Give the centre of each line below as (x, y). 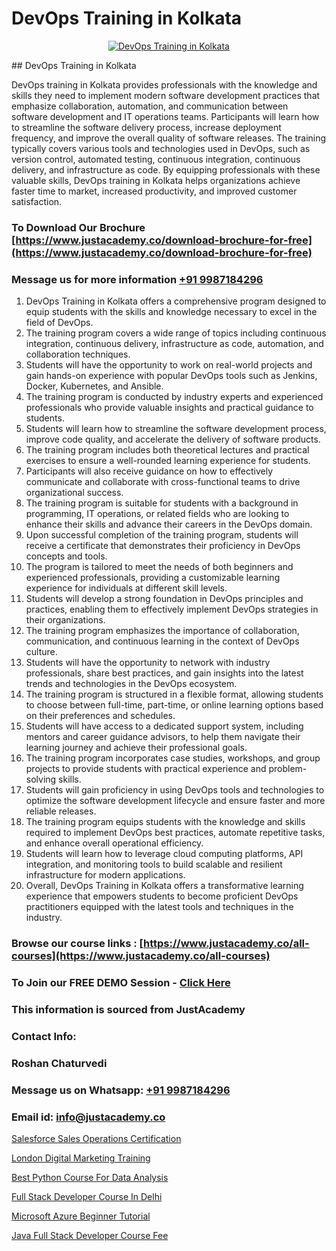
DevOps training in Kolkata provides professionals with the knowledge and (164, 84)
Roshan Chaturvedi (59, 1063)
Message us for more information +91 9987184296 (137, 279)
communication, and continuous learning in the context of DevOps (162, 641)
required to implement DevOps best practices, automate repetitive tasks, (175, 833)
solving (41, 779)
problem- (288, 769)
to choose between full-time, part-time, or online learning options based (174, 705)
